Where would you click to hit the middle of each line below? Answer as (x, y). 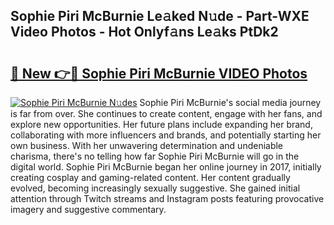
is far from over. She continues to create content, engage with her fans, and (166, 113)
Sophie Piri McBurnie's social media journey (230, 102)
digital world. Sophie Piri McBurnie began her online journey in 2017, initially (166, 167)
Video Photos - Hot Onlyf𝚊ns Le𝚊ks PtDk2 (144, 32)
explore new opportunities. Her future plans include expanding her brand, (161, 124)
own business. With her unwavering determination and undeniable (147, 145)
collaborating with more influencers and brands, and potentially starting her (166, 135)
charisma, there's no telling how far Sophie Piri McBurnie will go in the (155, 156)
